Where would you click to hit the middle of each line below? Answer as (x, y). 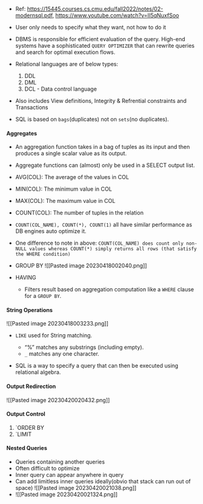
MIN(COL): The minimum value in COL (63, 189)
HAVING (26, 278)
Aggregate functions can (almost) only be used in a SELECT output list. (105, 166)
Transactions (32, 107)
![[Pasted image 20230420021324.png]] (66, 494)
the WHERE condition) (43, 254)
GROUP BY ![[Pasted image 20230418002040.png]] (81, 265)
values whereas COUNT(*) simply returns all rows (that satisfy (113, 249)
